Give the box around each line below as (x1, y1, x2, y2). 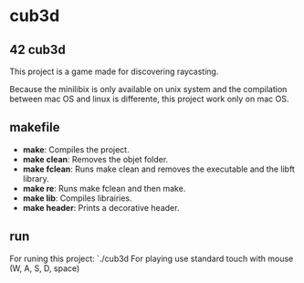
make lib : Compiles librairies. (22, 193, 132, 204)
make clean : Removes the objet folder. (22, 153, 169, 164)
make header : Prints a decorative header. (22, 202, 180, 213)
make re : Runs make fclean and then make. (22, 183, 186, 194)
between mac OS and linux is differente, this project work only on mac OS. (9, 93, 289, 104)
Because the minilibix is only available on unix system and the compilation (9, 84, 288, 94)
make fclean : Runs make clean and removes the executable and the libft (22, 163, 295, 174)
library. (22, 173, 50, 183)
